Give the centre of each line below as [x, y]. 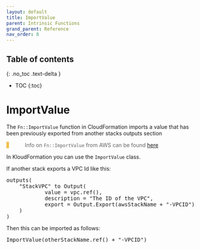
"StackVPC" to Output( [53, 186]
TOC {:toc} [28, 85]
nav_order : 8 [23, 35]
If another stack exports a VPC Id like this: [58, 168]
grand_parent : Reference [38, 29]
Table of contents [40, 59]
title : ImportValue [31, 18]
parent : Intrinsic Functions [43, 23]
